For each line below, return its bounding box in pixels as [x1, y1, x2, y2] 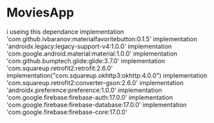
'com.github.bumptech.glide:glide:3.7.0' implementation [6, 56, 166, 65]
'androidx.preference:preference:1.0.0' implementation [6, 86, 162, 94]
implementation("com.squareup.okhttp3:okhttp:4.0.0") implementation [6, 71, 208, 80]
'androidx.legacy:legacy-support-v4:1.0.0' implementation [6, 42, 172, 50]
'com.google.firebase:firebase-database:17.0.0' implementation [6, 100, 187, 109]
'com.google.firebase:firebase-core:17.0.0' [6, 108, 127, 116]
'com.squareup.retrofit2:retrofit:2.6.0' [6, 64, 114, 72]
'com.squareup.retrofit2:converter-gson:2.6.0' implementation [6, 78, 184, 87]
